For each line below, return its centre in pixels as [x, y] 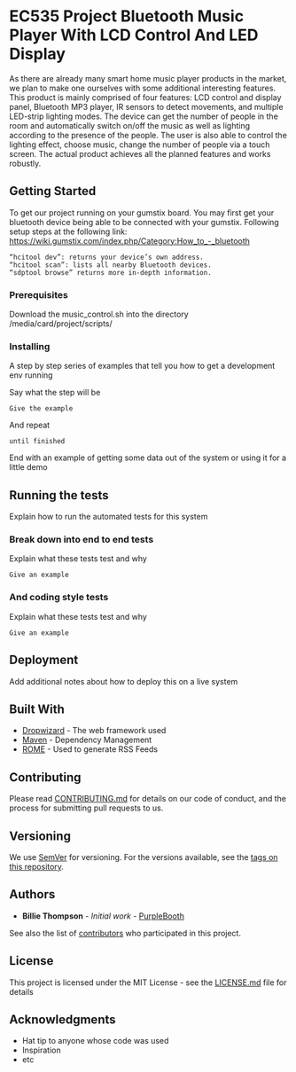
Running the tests [59, 495]
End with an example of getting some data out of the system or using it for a [148, 458]
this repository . [37, 867]
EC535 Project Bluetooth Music [127, 16]
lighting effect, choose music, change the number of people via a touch [140, 145]
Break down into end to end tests [82, 540]
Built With [37, 709]
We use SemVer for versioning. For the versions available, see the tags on [144, 857]
